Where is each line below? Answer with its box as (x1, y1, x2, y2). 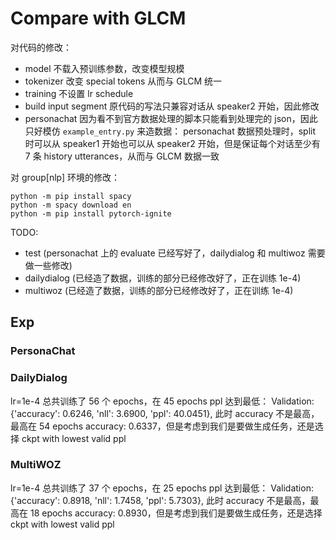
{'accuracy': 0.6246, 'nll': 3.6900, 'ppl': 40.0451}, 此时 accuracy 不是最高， (10, 407, 320, 419)
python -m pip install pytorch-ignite (10, 208, 172, 219)
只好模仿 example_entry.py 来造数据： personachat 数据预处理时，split (24, 125, 317, 137)
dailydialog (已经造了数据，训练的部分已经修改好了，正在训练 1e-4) (24, 272, 302, 284)
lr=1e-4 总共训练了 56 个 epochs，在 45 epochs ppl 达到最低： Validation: (10, 395, 315, 407)
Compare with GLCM (10, 7, 187, 30)
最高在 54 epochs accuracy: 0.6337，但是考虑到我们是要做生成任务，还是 (10, 420, 315, 432)
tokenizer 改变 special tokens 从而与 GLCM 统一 (24, 75, 223, 87)
